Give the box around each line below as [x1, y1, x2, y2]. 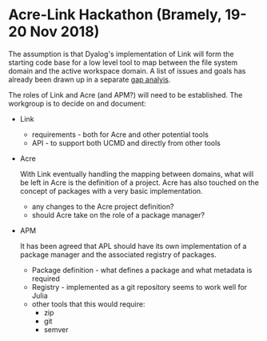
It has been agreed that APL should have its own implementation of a [19, 241, 247, 251]
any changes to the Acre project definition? [31, 202, 174, 211]
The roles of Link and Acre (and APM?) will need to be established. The [8, 90, 243, 99]
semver [43, 324, 70, 334]
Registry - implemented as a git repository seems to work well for [31, 282, 248, 291]
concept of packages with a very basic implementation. [19, 186, 203, 195]
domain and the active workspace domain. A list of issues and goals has [8, 66, 246, 75]
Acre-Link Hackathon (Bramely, [8, 6, 222, 24]
